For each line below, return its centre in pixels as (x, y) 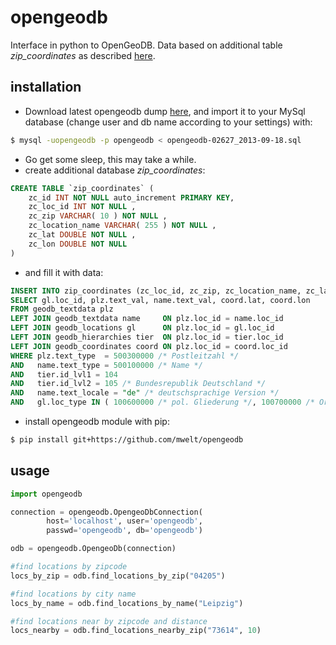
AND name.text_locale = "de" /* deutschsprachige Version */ (145, 393)
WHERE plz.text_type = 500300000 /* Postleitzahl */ (125, 356)
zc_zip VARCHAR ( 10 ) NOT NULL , (98, 216)
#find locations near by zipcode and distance (109, 621)
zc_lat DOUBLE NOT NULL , (82, 235)
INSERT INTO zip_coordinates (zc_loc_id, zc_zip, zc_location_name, (156, 291)
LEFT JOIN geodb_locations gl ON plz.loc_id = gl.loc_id (142, 328)
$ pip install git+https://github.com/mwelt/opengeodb (127, 440)
